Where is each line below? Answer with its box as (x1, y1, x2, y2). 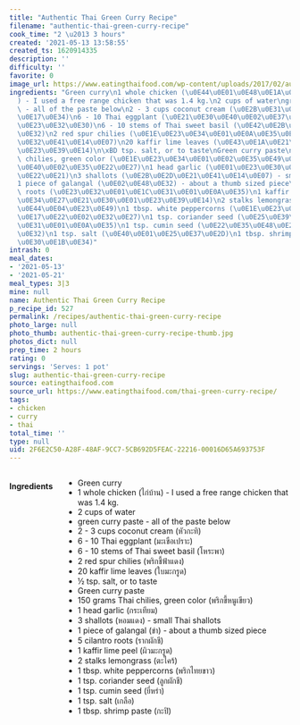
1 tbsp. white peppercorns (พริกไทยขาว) (77, 665, 216, 676)
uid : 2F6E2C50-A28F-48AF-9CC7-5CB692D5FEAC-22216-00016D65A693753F (9, 445, 266, 454)
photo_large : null (9, 321, 78, 330)
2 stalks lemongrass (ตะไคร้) (77, 655, 179, 666)
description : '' (9, 55, 70, 63)
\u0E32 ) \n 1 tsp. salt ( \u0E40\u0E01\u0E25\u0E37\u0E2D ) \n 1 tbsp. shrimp (17, 229, 294, 238)
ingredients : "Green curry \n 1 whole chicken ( (9, 88, 186, 97)
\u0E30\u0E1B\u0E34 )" (17, 238, 98, 247)
